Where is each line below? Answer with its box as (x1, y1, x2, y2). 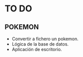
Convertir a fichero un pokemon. (11, 36, 79, 42)
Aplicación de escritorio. (11, 47, 62, 52)
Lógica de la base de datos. (11, 41, 69, 47)
